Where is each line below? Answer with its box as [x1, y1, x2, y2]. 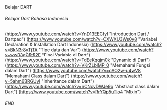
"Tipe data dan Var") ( [38, 47, 84, 53]
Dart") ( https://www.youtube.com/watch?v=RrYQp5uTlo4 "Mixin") [5, 89, 141, 95]
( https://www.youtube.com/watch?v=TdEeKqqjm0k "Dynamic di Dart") [5, 57, 150, 63]
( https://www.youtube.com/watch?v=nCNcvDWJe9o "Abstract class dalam [5, 84, 160, 90]
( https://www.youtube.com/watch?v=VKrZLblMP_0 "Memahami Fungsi [5, 62, 150, 68]
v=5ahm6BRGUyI [5, 78, 41, 84]
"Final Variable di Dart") [42, 52, 91, 58]
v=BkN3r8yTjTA [5, 47, 38, 53]
